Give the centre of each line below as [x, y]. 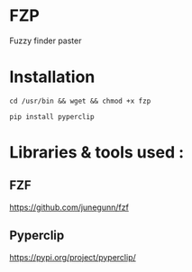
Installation [52, 77]
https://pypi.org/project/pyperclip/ [73, 257]
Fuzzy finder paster [46, 41]
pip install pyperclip [52, 117]
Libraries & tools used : [97, 153]
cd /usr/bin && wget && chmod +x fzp [80, 101]
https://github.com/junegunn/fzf [69, 207]
